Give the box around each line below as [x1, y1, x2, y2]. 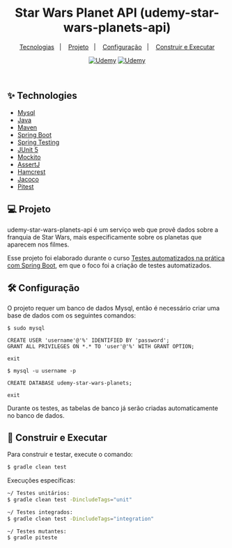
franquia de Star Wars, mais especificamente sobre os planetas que [7, 233, 202, 241]
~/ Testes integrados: [7, 508, 73, 516]
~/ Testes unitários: [7, 490, 70, 497]
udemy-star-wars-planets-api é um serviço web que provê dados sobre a [7, 225, 219, 234]
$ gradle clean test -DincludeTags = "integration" [7, 515, 155, 522]
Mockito [17, 152, 41, 161]
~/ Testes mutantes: [7, 528, 68, 535]
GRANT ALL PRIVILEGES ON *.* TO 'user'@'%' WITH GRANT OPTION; [7, 343, 195, 350]
